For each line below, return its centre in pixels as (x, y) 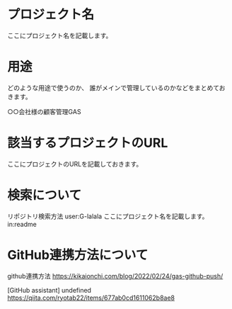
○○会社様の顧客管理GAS (44, 111)
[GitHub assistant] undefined (50, 290)
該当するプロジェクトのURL (88, 143)
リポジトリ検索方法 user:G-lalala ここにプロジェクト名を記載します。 (108, 216)
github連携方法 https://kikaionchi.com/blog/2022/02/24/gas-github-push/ (115, 276)
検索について (45, 195)
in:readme (22, 224)
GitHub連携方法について (78, 255)
